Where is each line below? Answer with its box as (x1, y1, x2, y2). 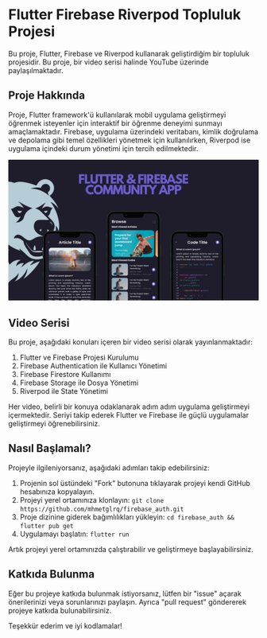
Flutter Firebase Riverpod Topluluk (8, 6, 241, 24)
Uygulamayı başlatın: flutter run (19, 529, 130, 539)
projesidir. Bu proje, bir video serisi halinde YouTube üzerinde (8, 57, 209, 67)
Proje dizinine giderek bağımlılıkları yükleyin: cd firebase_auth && (19, 512, 234, 522)
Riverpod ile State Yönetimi (19, 387, 109, 396)
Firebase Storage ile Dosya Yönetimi (19, 378, 139, 387)
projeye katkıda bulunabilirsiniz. (8, 605, 112, 615)
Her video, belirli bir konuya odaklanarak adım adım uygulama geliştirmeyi (8, 402, 250, 411)
